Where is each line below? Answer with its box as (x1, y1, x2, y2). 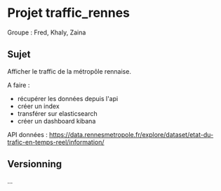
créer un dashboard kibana (17, 117, 96, 125)
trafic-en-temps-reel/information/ (7, 138, 105, 146)
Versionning (7, 158, 62, 170)
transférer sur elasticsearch (17, 109, 98, 117)
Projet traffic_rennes (7, 5, 130, 21)
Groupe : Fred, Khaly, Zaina (7, 28, 86, 37)
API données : (7, 130, 48, 138)
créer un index (17, 102, 60, 110)
